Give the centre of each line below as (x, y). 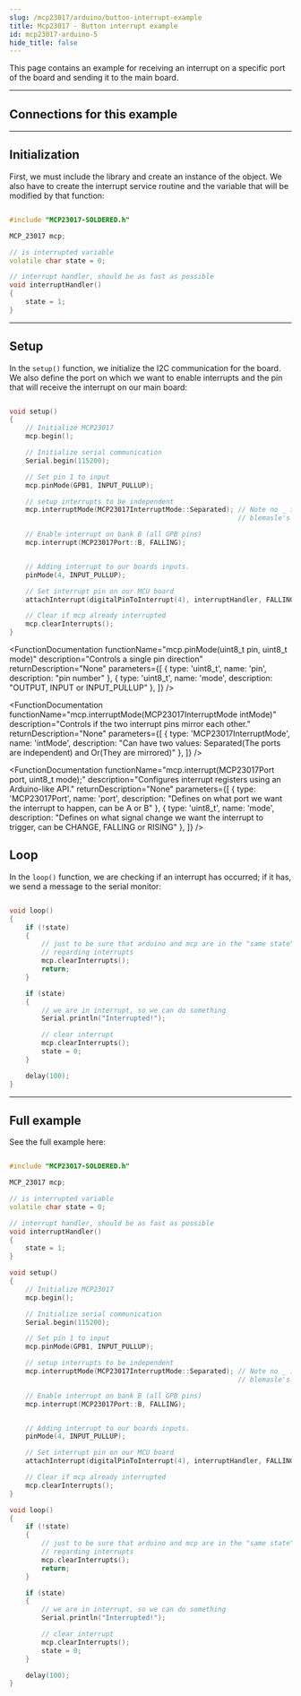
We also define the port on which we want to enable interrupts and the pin (146, 377)
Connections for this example (94, 114)
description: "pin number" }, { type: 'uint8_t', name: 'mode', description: (141, 679)
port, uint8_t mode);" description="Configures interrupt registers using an (146, 780)
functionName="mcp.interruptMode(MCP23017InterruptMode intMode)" (143, 714)
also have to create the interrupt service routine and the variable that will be (149, 186)
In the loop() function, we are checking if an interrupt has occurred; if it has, (150, 877)
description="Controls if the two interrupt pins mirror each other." (130, 724)
